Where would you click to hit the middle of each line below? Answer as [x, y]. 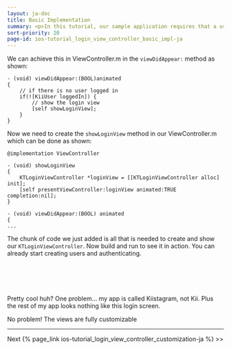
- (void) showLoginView [41, 166]
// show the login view [66, 103]
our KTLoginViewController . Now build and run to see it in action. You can [111, 246]
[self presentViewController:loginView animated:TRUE [98, 190]
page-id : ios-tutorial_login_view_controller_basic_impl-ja [95, 39]
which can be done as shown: [49, 141]
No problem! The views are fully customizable [72, 319]
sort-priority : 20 [33, 33]
